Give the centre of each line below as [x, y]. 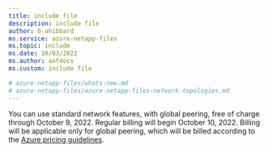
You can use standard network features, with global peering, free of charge [134, 113]
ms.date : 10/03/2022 [43, 53]
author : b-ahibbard [41, 31]
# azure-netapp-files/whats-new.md [68, 83]
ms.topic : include [39, 46]
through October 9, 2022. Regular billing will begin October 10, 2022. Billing [134, 122]
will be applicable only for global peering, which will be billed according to [132, 131]
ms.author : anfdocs [41, 61]
